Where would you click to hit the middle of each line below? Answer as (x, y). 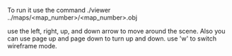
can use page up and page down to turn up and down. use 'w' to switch (112, 38)
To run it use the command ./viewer (59, 10)
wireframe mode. (33, 46)
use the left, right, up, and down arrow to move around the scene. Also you (116, 31)
